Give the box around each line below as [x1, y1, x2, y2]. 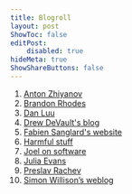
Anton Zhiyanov [23, 88, 83, 99]
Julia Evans [23, 155, 67, 166]
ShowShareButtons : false [10, 64, 104, 73]
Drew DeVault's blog [23, 116, 100, 127]
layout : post [10, 22, 60, 31]
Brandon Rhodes [23, 97, 87, 108]
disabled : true [26, 47, 84, 56]
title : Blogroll [10, 13, 71, 23]
